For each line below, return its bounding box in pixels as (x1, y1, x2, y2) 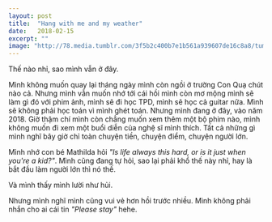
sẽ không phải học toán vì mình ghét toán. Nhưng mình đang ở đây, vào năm (8, 106, 263, 116)
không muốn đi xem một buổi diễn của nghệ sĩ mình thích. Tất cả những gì (8, 123, 256, 133)
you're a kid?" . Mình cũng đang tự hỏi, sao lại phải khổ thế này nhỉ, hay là (8, 156, 253, 166)
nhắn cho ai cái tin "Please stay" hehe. (8, 204, 138, 215)
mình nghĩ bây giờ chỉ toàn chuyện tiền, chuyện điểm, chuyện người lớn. (8, 131, 249, 142)
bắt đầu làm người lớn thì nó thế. (8, 164, 116, 174)
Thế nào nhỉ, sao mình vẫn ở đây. (8, 64, 119, 74)
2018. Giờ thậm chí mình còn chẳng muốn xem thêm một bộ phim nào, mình (8, 114, 261, 124)
